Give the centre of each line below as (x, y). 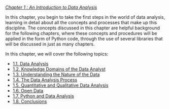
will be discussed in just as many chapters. (50, 44)
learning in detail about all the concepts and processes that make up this (81, 23)
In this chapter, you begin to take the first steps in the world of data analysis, (85, 17)
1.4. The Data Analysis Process (45, 80)
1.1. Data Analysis (30, 64)
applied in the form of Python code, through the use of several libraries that (84, 39)
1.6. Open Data (28, 90)
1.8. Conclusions (30, 101)
